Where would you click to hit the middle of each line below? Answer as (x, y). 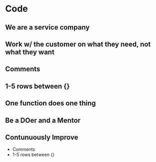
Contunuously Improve (42, 137)
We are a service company (47, 27)
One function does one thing (50, 103)
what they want (30, 52)
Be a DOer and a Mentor (43, 120)
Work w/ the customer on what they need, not (78, 44)
